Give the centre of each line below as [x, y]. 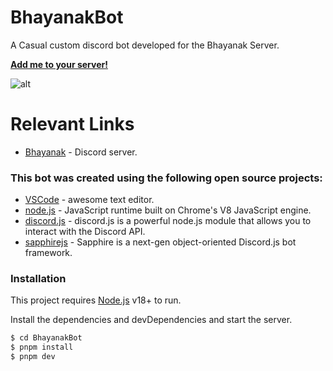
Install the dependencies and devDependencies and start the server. [151, 320]
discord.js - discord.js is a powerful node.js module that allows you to [168, 221]
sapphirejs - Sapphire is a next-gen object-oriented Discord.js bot [160, 242]
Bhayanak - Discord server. [81, 152]
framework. [48, 253]
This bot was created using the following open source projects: [166, 178]
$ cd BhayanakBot [46, 338]
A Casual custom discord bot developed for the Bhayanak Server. [145, 45]
